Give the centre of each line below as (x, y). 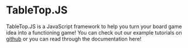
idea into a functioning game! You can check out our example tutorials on (94, 32)
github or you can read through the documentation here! (74, 39)
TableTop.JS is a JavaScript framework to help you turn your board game (94, 26)
